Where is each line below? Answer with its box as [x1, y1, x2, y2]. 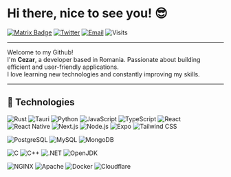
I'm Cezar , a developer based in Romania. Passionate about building [7, 55, 201, 63]
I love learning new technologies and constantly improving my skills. [7, 70, 201, 78]
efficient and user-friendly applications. [7, 63, 119, 71]
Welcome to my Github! [7, 48, 74, 56]
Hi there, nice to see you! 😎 [7, 6, 168, 21]
